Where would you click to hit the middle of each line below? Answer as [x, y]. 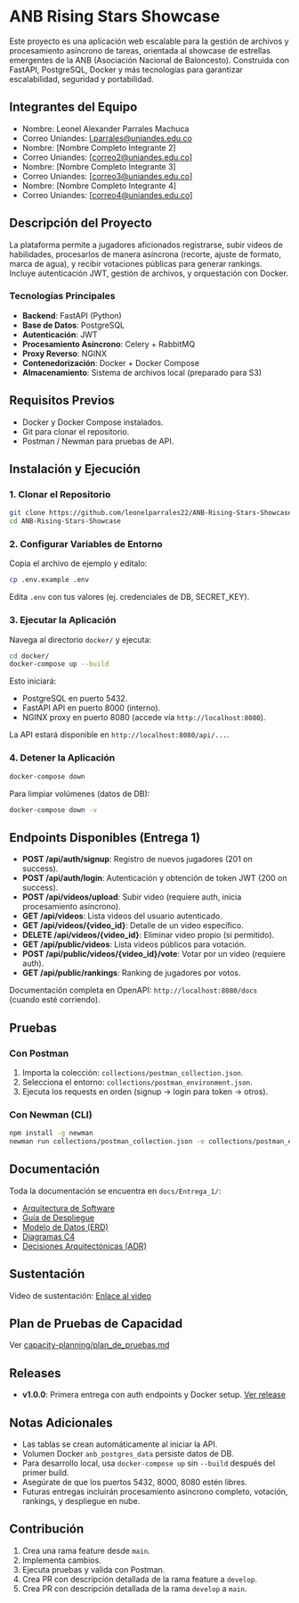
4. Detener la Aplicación [62, 758]
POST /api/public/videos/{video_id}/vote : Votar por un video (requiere [154, 954]
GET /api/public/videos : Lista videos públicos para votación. [134, 944]
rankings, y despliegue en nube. [81, 1500]
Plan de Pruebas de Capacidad [96, 1323]
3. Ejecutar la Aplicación [63, 620]
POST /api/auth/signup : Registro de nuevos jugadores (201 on [137, 860]
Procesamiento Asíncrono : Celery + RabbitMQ [109, 344]
